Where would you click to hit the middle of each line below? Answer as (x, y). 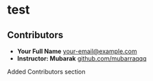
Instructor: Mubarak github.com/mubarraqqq (82, 59)
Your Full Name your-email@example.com (77, 51)
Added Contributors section (46, 71)
